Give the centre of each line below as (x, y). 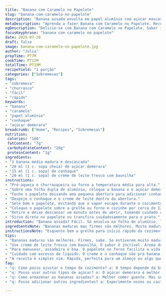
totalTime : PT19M (23, 65)
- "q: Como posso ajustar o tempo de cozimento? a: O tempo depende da (80, 268)
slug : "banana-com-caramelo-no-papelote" (48, 14)
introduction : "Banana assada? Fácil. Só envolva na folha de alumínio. (82, 222)
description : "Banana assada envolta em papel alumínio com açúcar (76, 19)
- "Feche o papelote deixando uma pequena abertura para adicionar (76, 194)
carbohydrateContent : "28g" (36, 148)
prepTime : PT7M (21, 56)
